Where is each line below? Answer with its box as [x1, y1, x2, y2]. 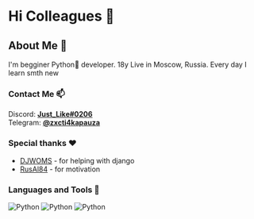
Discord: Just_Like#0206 [8, 109, 93, 119]
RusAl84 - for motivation [19, 164, 101, 174]
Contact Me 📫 [8, 88, 65, 99]
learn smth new [8, 68, 60, 78]
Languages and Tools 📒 [8, 184, 100, 195]
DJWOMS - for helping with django [19, 156, 135, 165]
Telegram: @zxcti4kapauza [8, 118, 101, 128]
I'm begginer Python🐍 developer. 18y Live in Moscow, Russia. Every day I [8, 60, 248, 69]
